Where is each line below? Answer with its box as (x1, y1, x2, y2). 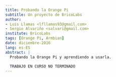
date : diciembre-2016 (5, 41, 51, 46)
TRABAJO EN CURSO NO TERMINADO (10, 64, 76, 69)
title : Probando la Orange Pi (5, 7, 69, 13)
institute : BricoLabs (5, 31, 51, 36)
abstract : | (5, 50, 30, 55)
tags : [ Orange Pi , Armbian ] (5, 36, 65, 41)
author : (5, 17, 22, 22)
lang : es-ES (5, 45, 30, 50)
